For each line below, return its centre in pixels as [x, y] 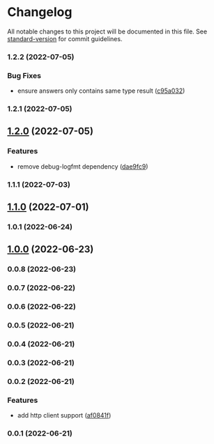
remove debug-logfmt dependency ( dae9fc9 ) [83, 166]
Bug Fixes [24, 75]
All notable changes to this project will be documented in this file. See [107, 31]
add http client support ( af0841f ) [64, 415]
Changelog [40, 12]
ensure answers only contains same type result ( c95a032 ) [101, 91]
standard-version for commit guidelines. [65, 38]
